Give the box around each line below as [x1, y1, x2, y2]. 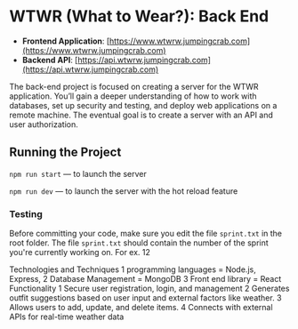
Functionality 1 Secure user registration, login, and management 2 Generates [9, 283, 290, 294]
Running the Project [9, 145, 122, 160]
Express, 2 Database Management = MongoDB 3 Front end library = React [9, 274, 282, 285]
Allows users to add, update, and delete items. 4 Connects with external [9, 302, 273, 313]
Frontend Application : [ [21, 36, 110, 46]
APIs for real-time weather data [9, 311, 125, 322]
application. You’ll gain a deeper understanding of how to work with [9, 91, 257, 101]
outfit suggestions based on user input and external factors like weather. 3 [9, 293, 282, 303]
